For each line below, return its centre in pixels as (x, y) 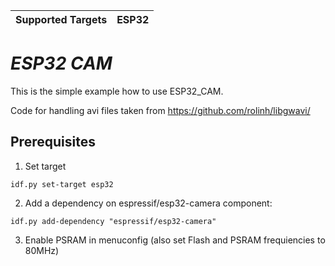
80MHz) (42, 250)
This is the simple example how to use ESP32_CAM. (117, 91)
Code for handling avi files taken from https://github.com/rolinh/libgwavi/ (160, 110)
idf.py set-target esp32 (62, 184)
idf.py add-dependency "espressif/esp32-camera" (113, 221)
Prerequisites (53, 142)
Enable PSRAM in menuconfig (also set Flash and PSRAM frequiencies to (175, 240)
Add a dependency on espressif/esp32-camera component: (148, 203)
